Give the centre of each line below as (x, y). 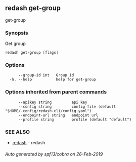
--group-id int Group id (46, 75)
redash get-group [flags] (32, 53)
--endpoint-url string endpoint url (58, 115)
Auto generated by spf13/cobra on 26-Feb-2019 (54, 154)
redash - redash (29, 142)
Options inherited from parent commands (56, 92)
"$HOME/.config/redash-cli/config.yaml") (48, 111)
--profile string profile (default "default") (75, 120)
